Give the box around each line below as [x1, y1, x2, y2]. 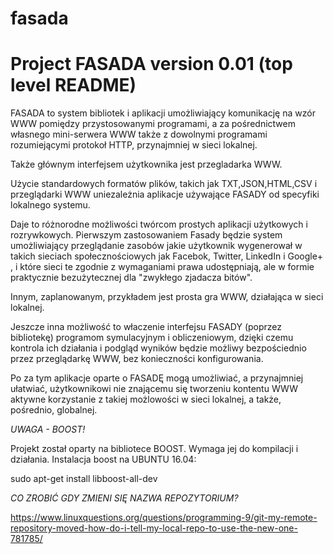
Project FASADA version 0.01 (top [10, 53, 293, 76]
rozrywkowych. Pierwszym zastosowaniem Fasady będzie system [10, 229, 283, 241]
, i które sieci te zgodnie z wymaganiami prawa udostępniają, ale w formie [10, 261, 315, 273]
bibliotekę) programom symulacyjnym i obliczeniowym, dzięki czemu [10, 332, 294, 344]
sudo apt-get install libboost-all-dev [10, 473, 158, 485]
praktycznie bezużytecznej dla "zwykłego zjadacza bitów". [10, 272, 253, 284]
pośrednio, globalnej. [10, 404, 98, 416]
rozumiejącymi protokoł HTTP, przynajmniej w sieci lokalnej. [10, 139, 258, 151]
